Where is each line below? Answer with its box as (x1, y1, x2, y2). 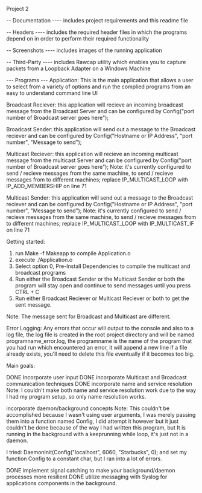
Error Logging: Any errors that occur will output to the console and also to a (6, 325, 194, 331)
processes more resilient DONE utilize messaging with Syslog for (6, 473, 168, 480)
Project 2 (6, 5, 29, 12)
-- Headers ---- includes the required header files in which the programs (6, 28, 188, 36)
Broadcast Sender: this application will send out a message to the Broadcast (6, 126, 196, 132)
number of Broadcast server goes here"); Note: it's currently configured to (6, 163, 191, 170)
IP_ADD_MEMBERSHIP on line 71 (6, 183, 87, 189)
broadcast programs (14, 269, 66, 276)
